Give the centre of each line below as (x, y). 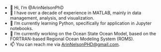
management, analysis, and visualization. (52, 18)
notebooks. (21, 28)
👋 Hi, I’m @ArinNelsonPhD (37, 8)
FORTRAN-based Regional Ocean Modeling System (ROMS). (72, 39)
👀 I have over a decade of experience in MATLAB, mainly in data (76, 13)
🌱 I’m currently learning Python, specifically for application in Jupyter (80, 23)
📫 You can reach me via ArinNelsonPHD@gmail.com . (65, 44)
